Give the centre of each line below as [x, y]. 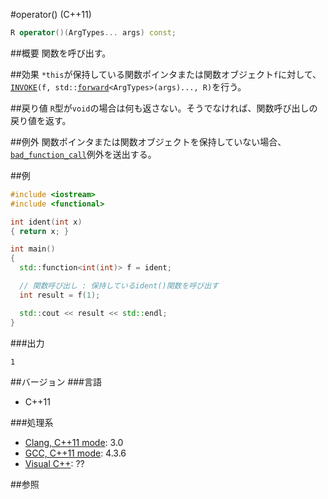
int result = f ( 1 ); [60, 295]
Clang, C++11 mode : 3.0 [74, 442]
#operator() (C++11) [51, 14]
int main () [33, 249]
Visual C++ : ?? [54, 463]
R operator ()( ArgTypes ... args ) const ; [93, 33]
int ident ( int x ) [46, 222]
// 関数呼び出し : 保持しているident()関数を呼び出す [119, 286]
